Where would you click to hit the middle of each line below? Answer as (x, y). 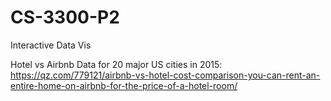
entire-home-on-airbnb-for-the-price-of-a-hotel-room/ (124, 85)
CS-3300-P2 (65, 17)
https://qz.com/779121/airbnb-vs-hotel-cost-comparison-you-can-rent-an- (165, 75)
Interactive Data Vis (51, 45)
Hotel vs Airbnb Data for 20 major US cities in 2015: (116, 64)
